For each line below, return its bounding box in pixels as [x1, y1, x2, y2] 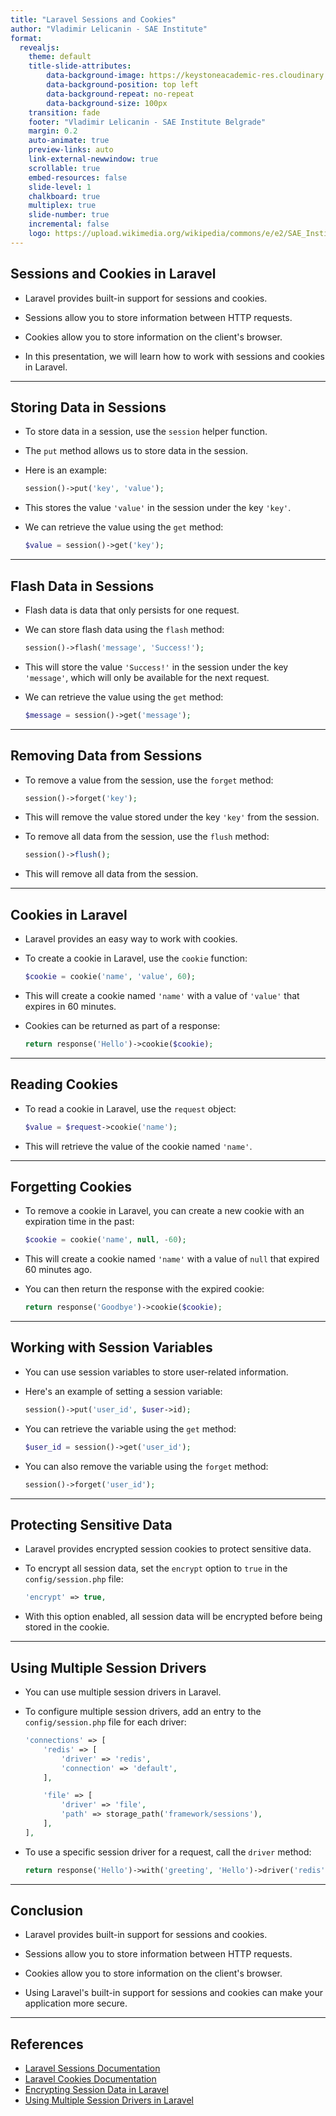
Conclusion [10, 1902, 84, 1920]
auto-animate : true [28, 136, 110, 146]
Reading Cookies [10, 1076, 119, 1093]
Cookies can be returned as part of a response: [24, 1019, 221, 1031]
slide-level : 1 [28, 182, 92, 192]
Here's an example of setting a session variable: [24, 1385, 223, 1397]
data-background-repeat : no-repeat [46, 89, 195, 99]
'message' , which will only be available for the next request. [24, 671, 270, 683]
